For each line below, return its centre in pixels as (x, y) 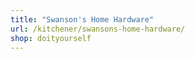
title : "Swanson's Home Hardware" (82, 19)
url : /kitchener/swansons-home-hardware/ (98, 29)
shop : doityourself (51, 38)
